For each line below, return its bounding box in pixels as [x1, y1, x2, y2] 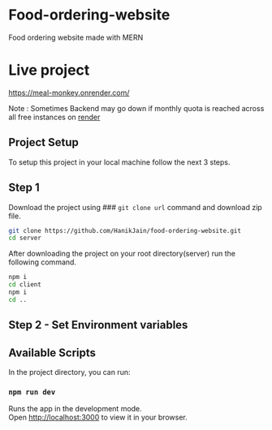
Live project [8, 61, 90, 80]
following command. [8, 257, 77, 267]
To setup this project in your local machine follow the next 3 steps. [8, 157, 231, 167]
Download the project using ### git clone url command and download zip [8, 202, 262, 212]
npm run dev [8, 387, 56, 397]
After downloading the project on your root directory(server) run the [8, 249, 235, 259]
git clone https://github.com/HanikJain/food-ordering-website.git [8, 226, 242, 234]
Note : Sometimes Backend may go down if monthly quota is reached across [8, 103, 265, 113]
